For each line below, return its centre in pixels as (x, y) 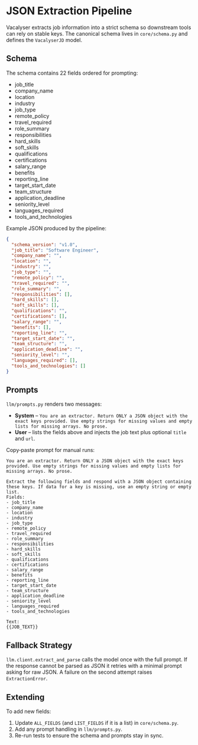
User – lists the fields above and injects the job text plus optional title (100, 432)
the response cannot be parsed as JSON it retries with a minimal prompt (94, 666)
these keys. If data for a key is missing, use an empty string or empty (99, 487)
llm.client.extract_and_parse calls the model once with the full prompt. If (97, 660)
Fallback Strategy (39, 645)
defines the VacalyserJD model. (44, 40)
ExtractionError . (27, 679)
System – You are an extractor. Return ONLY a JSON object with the (101, 416)
